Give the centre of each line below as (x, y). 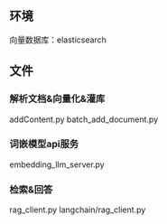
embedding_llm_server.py (57, 164)
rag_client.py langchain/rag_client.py (78, 210)
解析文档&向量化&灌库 (57, 99)
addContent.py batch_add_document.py (84, 119)
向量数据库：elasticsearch (58, 40)
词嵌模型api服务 (44, 145)
